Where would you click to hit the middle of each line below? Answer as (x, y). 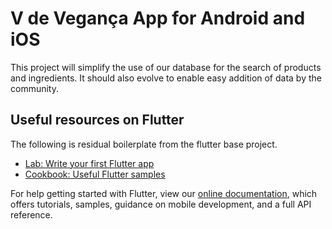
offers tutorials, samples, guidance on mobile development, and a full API (161, 204)
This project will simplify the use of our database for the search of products (166, 67)
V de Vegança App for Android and (158, 18)
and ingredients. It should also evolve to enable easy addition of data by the (166, 78)
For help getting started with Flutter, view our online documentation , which (164, 193)
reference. (31, 214)
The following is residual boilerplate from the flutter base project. (144, 144)
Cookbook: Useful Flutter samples (95, 174)
